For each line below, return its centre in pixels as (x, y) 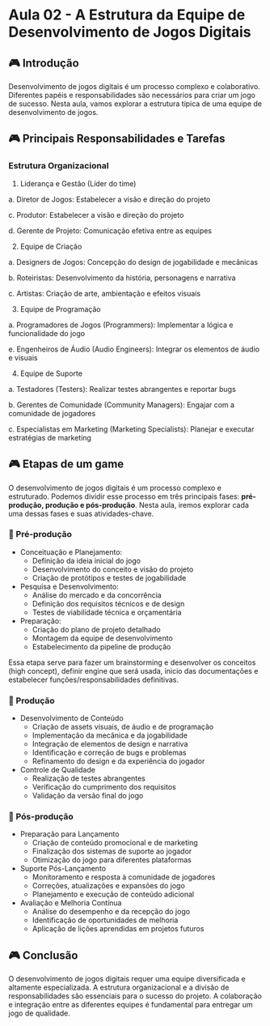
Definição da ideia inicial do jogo (86, 560)
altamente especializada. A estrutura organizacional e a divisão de (119, 988)
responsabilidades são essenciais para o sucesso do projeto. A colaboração (135, 996)
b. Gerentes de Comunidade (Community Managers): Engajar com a (122, 404)
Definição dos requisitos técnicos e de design (108, 603)
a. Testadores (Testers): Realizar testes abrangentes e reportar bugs (122, 389)
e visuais (23, 357)
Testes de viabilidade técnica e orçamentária (107, 612)
